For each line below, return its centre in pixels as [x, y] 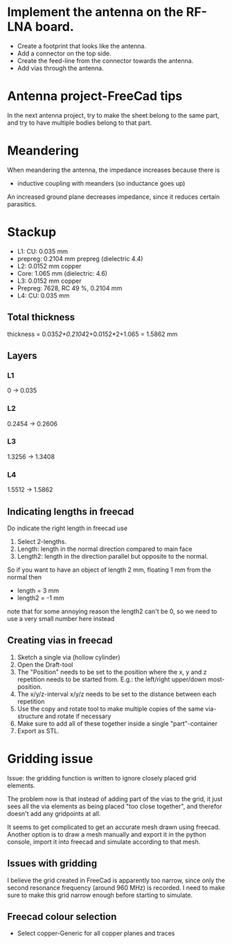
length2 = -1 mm [41, 597]
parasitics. [22, 204]
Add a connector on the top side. [64, 53]
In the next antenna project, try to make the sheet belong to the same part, [113, 115]
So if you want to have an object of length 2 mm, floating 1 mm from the [109, 570]
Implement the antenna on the [95, 12]
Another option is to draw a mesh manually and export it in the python [107, 834]
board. [54, 27]
